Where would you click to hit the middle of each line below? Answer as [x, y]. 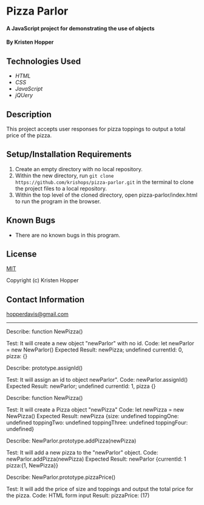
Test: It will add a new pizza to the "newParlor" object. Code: [82, 453]
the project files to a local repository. [61, 188]
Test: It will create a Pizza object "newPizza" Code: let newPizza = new [95, 410]
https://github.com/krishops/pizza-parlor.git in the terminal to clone [104, 182]
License [22, 254]
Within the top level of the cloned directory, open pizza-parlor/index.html [106, 195]
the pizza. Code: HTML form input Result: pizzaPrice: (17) [78, 495]
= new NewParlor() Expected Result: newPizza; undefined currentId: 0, [95, 350]
